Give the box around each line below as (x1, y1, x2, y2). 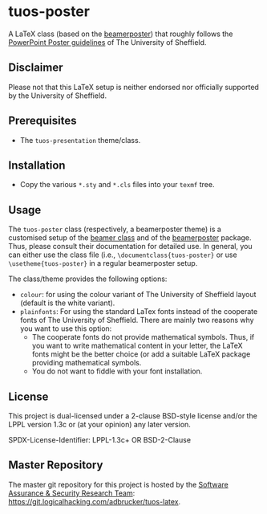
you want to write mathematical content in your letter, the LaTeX (31, 341, 243, 351)
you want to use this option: (19, 324, 112, 333)
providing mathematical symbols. (31, 358, 142, 368)
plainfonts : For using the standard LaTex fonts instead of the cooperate (19, 307, 258, 316)
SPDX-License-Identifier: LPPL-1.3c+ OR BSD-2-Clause (8, 435, 191, 444)
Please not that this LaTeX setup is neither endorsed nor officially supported (8, 82, 259, 92)
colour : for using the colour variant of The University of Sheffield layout (19, 290, 257, 300)
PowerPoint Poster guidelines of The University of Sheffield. (8, 37, 207, 47)
